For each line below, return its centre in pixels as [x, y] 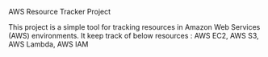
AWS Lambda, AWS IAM [48, 44]
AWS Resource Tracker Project [60, 12]
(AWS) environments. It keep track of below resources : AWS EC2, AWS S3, [134, 36]
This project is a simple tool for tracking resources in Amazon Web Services [134, 27]
